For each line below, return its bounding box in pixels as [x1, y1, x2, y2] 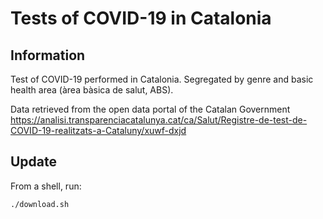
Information [10, 47, 86, 64]
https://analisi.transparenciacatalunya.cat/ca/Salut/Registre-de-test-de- [10, 114, 308, 126]
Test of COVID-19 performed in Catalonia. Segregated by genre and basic [10, 73, 314, 85]
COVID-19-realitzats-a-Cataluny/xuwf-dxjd [10, 125, 187, 136]
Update [10, 153, 58, 171]
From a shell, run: [10, 180, 82, 192]
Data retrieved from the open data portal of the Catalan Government [10, 103, 291, 115]
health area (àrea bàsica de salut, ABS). [10, 84, 174, 96]
